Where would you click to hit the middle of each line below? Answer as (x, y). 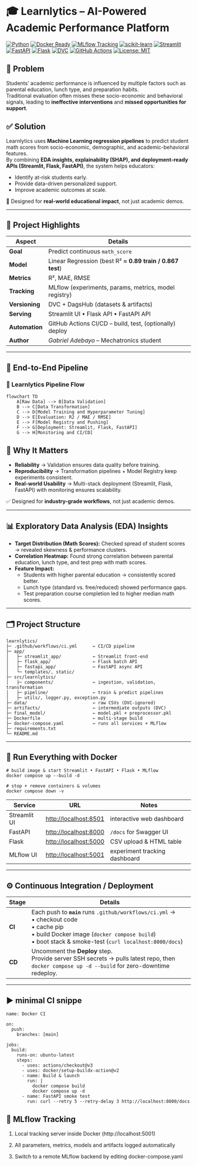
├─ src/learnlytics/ (31, 677)
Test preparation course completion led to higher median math (99, 593)
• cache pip (47, 927)
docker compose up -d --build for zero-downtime (101, 966)
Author (19, 341)
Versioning (25, 305)
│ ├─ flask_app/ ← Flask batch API (72, 662)
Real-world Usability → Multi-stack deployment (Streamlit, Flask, (94, 484)
